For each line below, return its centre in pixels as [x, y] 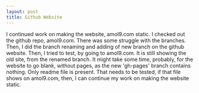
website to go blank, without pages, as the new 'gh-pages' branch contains [99, 65]
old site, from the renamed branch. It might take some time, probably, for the [100, 59]
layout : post [22, 12]
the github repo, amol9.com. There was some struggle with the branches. [96, 40]
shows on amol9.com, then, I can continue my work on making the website [97, 78]
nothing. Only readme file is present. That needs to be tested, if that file [94, 72]
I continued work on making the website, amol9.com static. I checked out [96, 34]
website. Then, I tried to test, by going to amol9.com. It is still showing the [96, 53]
